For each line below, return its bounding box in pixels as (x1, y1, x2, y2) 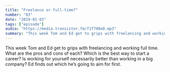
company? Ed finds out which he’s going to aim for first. (5, 61, 121, 67)
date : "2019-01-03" (5, 17, 47, 22)
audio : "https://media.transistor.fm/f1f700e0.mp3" (5, 26, 116, 31)
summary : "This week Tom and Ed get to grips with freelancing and (5, 31, 151, 36)
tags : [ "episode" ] (5, 21, 44, 27)
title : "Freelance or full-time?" (5, 7, 78, 13)
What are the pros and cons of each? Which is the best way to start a (5, 50, 149, 56)
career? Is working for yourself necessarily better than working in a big (5, 56, 153, 61)
